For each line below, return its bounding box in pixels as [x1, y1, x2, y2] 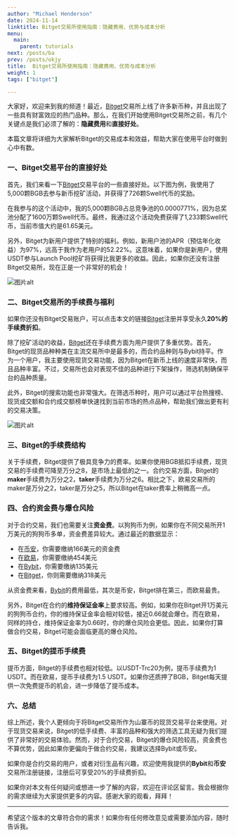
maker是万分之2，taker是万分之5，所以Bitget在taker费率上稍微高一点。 [7, 484, 214, 493]
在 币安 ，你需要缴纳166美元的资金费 [17, 544, 121, 553]
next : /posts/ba [7, 50, 55, 57]
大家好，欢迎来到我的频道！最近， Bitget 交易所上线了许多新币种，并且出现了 [7, 102, 228, 111]
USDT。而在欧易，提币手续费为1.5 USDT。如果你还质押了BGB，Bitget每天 [7, 672, 222, 681]
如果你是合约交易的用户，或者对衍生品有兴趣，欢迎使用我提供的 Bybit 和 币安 [7, 760, 226, 768]
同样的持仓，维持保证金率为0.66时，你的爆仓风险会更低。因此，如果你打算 [7, 618, 223, 627]
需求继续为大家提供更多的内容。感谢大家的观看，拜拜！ [13, 792, 173, 800]
